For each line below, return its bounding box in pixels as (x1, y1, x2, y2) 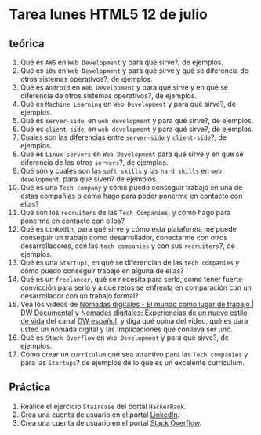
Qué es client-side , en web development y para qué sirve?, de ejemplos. (20, 124, 254, 133)
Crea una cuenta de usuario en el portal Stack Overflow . (20, 418, 202, 427)
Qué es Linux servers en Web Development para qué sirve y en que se (20, 149, 244, 159)
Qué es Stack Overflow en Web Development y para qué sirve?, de (20, 333, 230, 342)
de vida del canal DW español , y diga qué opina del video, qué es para (20, 316, 248, 325)
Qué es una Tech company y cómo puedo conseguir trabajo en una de (20, 183, 243, 192)
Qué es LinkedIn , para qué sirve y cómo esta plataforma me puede (20, 225, 237, 233)
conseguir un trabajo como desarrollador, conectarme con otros (20, 233, 228, 242)
